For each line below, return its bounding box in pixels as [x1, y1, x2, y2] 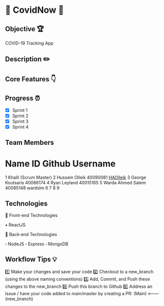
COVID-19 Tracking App [5, 40, 54, 46]
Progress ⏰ [5, 94, 40, 102]
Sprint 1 [12, 107, 28, 113]
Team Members [5, 138, 54, 147]
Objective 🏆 [5, 25, 44, 33]
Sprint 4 [12, 124, 28, 130]
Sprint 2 [12, 113, 28, 119]
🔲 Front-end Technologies [5, 212, 58, 218]
